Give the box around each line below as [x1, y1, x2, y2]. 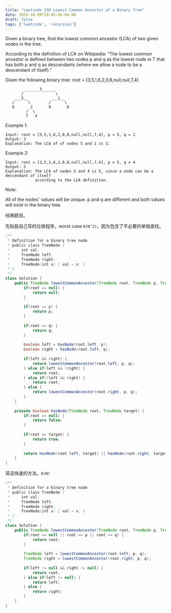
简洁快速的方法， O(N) [5, 470, 50, 476]
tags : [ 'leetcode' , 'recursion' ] [5, 21, 76, 27]
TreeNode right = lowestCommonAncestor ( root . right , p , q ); [23, 556, 152, 561]
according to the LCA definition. [35, 178, 108, 183]
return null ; [32, 290, 60, 295]
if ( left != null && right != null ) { [23, 565, 103, 570]
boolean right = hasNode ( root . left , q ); [23, 347, 110, 352]
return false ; [32, 418, 63, 423]
